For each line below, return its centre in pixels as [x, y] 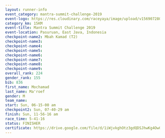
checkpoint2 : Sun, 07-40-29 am [37, 110]
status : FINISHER [23, 123]
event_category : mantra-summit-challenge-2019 [54, 14]
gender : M [15, 96]
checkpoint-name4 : [24, 46]
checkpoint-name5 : [24, 50]
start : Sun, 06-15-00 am [30, 105]
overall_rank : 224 [24, 73]
